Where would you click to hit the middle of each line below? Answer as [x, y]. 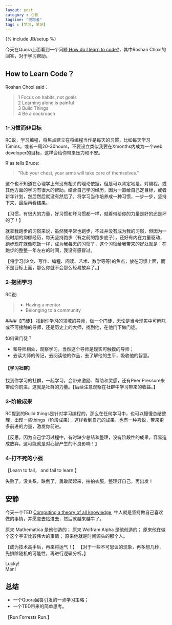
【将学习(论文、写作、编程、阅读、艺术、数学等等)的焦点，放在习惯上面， [83, 261]
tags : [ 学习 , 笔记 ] [26, 24]
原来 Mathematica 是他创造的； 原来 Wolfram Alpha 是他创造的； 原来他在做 [85, 530]
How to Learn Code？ [40, 74]
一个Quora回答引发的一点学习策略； [51, 600]
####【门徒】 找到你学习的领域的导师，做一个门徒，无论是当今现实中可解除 [86, 321]
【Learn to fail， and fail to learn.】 [42, 471]
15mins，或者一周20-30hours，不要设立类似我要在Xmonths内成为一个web [84, 146]
